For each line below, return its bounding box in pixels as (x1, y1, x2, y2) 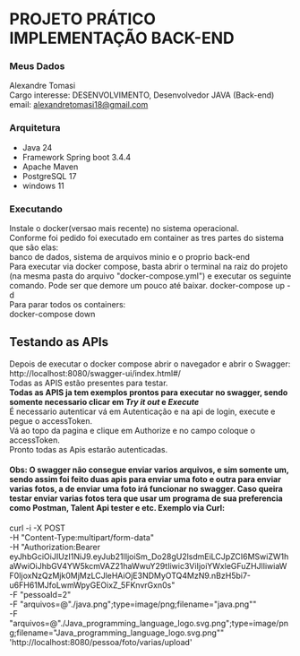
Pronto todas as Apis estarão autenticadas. (9, 444, 168, 454)
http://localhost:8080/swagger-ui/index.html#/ (9, 367, 182, 378)
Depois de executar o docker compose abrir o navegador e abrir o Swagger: (9, 358, 291, 369)
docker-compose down (9, 309, 96, 320)
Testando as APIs (9, 334, 109, 350)
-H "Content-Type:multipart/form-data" (9, 532, 155, 543)
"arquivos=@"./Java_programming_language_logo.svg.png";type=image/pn (9, 618, 289, 629)
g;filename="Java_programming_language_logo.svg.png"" (9, 627, 225, 638)
